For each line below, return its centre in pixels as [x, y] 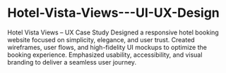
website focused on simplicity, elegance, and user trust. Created [101, 39]
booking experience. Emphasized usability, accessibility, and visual [105, 55]
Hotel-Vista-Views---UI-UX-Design [114, 13]
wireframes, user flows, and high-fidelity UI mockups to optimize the [107, 47]
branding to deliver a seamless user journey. [72, 62]
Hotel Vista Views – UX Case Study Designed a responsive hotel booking [113, 32]
